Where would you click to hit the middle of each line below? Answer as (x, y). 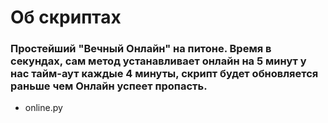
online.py (43, 108)
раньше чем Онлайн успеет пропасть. (109, 86)
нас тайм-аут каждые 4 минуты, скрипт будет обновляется (164, 74)
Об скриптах (66, 17)
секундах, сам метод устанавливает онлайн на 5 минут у (158, 61)
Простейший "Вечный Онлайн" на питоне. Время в (141, 49)
